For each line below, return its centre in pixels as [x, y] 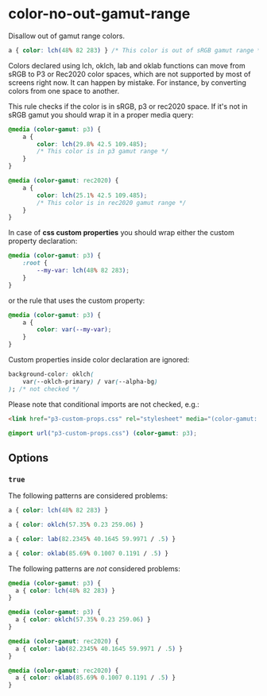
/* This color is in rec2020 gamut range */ [112, 203]
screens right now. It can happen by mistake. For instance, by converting [127, 82]
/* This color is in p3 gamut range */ [103, 152]
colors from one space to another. [64, 91]
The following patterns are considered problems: [88, 496]
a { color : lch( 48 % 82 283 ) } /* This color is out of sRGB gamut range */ [136, 50]
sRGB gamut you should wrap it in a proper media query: [101, 114]
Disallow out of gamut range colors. [67, 36]
